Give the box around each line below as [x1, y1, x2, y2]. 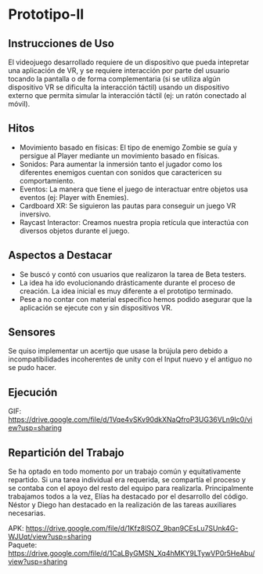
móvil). [8, 100, 31, 108]
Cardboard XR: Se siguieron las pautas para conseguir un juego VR [19, 201, 236, 210]
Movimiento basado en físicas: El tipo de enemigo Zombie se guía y [19, 143, 237, 152]
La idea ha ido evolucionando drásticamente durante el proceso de [19, 278, 236, 287]
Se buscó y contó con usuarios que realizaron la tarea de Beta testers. [19, 269, 247, 279]
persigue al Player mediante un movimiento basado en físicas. [19, 151, 220, 160]
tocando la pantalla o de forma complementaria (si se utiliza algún [8, 74, 221, 83]
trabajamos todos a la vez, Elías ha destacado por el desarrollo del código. [8, 492, 249, 501]
